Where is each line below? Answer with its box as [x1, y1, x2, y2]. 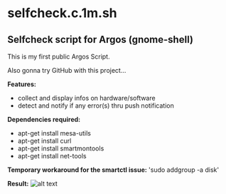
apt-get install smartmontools [17, 144, 104, 153]
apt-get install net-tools [17, 152, 87, 160]
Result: [7, 180, 29, 188]
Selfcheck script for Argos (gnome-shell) [7, 34, 194, 46]
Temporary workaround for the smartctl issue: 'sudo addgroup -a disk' [7, 165, 219, 174]
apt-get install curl [17, 137, 72, 145]
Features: [7, 80, 37, 88]
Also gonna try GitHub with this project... [7, 66, 127, 74]
